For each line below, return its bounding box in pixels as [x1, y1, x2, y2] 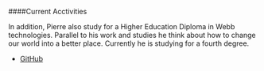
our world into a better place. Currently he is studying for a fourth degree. [8, 39, 250, 48]
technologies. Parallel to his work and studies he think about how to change [8, 31, 256, 39]
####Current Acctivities [8, 7, 87, 16]
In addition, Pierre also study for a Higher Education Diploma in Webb [8, 22, 235, 31]
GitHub [19, 54, 44, 63]
